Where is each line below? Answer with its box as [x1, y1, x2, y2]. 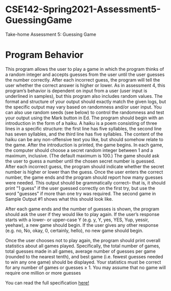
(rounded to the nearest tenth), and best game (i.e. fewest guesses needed [5, 253, 163, 259]
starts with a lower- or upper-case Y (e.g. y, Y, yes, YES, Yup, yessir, [5, 217, 149, 223]
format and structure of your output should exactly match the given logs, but [5, 98, 166, 104]
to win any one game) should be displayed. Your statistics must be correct [5, 259, 161, 265]
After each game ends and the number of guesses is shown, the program [5, 205, 160, 212]
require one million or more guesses [5, 270, 81, 276]
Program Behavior [5, 49, 84, 61]
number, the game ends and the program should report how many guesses [5, 174, 163, 180]
